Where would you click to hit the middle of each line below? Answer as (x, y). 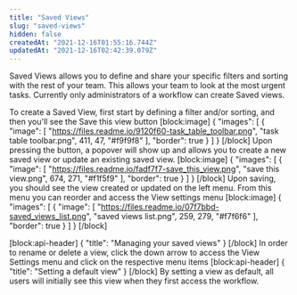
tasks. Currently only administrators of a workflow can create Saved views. (147, 95)
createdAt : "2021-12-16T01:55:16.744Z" (83, 42)
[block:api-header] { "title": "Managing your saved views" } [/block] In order (148, 243)
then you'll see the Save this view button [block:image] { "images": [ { (137, 122)
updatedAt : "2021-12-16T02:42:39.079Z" (83, 51)
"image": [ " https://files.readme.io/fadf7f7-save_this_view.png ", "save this (144, 169)
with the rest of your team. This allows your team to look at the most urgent (147, 86)
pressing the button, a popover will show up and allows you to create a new (148, 150)
